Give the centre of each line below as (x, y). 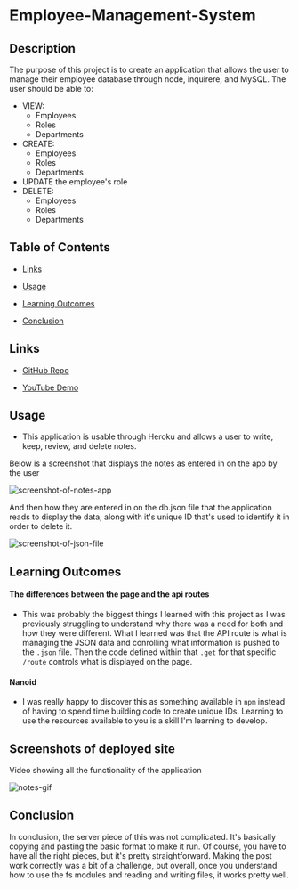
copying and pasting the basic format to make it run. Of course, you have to (148, 846)
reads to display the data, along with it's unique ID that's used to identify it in (149, 517)
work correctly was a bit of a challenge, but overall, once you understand (143, 865)
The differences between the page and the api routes (109, 594)
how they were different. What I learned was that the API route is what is (154, 633)
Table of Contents (60, 247)
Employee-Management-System (133, 16)
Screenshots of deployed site (93, 749)
